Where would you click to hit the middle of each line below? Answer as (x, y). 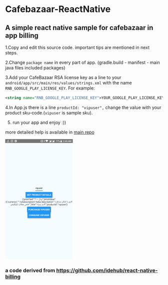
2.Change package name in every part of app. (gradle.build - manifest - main (82, 62)
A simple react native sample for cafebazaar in (79, 28)
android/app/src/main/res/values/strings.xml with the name (68, 83)
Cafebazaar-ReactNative (58, 9)
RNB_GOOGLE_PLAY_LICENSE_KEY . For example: (50, 88)
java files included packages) (35, 68)
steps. (11, 53)
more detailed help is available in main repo (50, 132)
